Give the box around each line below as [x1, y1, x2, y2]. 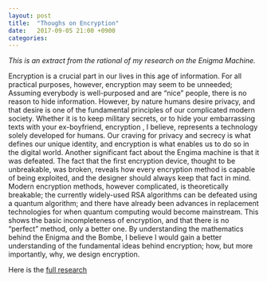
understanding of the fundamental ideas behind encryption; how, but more [8, 241, 253, 251]
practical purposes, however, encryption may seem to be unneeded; [8, 80, 233, 89]
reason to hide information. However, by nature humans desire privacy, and [8, 97, 255, 106]
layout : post [8, 11, 52, 20]
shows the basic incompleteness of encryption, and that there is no [8, 216, 230, 225]
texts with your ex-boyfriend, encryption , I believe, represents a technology [8, 122, 258, 132]
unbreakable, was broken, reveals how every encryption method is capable [8, 165, 256, 174]
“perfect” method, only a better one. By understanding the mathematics [8, 224, 244, 234]
